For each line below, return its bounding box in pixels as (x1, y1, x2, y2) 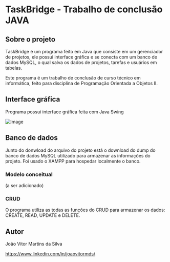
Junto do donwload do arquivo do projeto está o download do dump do (5, 147, 156, 153)
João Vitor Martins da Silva (5, 241, 62, 247)
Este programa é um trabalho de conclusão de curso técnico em (5, 75, 141, 80)
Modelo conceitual (5, 171, 53, 178)
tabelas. (5, 65, 22, 71)
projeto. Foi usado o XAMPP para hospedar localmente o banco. (5, 158, 141, 164)
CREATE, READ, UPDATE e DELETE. (5, 212, 80, 218)
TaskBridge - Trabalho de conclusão (5, 4, 163, 15)
